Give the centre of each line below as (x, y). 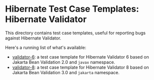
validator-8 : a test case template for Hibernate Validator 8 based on (80, 67)
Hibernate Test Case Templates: (72, 9)
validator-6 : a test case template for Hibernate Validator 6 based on (80, 57)
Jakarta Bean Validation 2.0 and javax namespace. (64, 62)
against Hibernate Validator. (33, 38)
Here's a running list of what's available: (46, 47)
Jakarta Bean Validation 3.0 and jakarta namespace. (66, 72)
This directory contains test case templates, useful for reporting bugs (76, 33)
